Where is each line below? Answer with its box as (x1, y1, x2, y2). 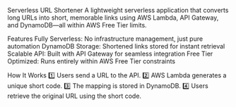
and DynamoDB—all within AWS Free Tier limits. (7, 21, 147, 29)
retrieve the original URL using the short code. (7, 92, 142, 100)
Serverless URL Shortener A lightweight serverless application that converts (7, 6, 229, 14)
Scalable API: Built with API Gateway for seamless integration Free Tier (7, 49, 213, 58)
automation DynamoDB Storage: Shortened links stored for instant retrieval (7, 42, 225, 50)
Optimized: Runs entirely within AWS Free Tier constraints (7, 57, 175, 65)
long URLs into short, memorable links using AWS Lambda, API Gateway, (7, 13, 219, 22)
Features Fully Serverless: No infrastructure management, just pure (7, 34, 203, 43)
